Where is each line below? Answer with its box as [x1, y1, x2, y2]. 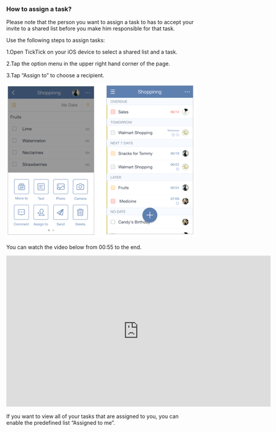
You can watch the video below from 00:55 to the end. [6, 243, 142, 251]
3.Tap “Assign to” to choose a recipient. [6, 72, 104, 79]
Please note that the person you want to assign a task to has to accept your [6, 19, 194, 26]
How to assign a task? [6, 5, 72, 13]
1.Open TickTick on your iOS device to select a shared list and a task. [6, 48, 178, 56]
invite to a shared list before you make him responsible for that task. [6, 25, 175, 32]
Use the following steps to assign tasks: [6, 37, 106, 44]
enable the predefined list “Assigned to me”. [6, 419, 115, 427]
